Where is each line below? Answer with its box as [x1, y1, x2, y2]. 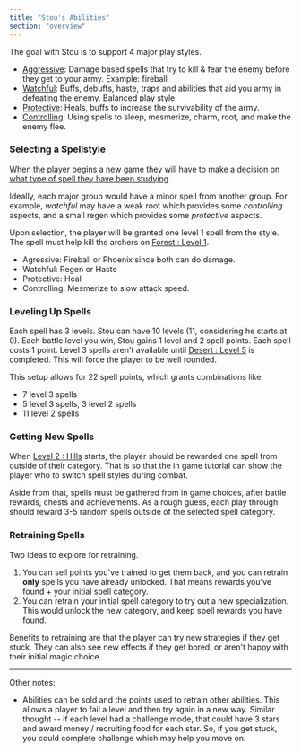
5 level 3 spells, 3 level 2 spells [21, 399, 137, 410]
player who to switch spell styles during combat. [9, 470, 188, 481]
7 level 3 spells [21, 389, 78, 400]
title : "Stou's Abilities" [9, 13, 110, 22]
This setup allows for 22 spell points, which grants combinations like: [9, 372, 264, 383]
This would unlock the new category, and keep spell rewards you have [21, 605, 283, 615]
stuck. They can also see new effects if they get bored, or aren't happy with [9, 641, 289, 652]
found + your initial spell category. [21, 586, 150, 597]
